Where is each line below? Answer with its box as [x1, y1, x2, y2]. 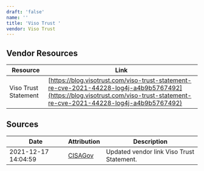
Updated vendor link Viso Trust [106, 147, 194, 156]
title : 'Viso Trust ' [6, 20, 61, 26]
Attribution [67, 137, 100, 146]
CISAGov [67, 151, 94, 160]
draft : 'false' [6, 8, 45, 15]
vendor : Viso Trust [6, 25, 56, 32]
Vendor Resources [6, 48, 78, 58]
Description [133, 137, 168, 146]
